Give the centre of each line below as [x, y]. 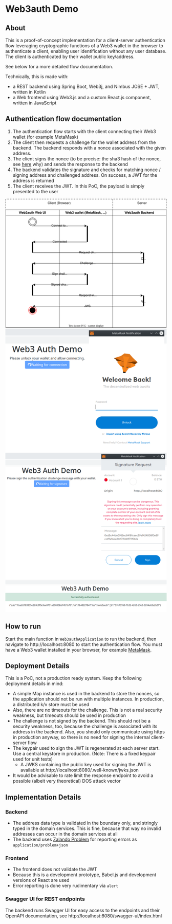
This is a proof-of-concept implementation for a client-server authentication [85, 40]
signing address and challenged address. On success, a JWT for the [85, 175]
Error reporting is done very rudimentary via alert [66, 886]
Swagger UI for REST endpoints [45, 899]
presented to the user [36, 191]
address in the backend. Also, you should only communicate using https [89, 732]
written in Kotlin [29, 92]
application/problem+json [40, 845]
